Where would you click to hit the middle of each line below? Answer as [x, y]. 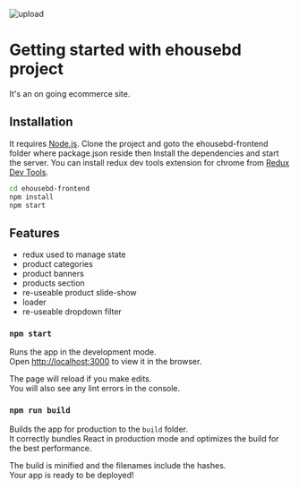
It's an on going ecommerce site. [70, 93]
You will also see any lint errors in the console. [95, 389]
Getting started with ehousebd [125, 50]
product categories [58, 264]
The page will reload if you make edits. [81, 379]
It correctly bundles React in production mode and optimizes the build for [144, 438]
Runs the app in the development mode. [83, 352]
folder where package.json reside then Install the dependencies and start [144, 153]
